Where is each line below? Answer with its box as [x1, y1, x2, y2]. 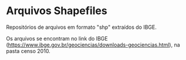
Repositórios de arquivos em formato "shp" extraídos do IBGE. [6, 24, 157, 31]
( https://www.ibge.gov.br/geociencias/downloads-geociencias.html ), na [6, 41, 180, 48]
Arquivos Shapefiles [6, 4, 107, 18]
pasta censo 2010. [6, 47, 51, 54]
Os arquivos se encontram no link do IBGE [6, 35, 108, 42]
